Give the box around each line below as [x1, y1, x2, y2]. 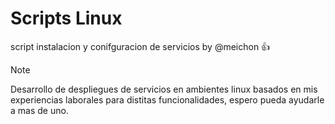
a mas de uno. [10, 104, 69, 116]
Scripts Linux [10, 7, 123, 30]
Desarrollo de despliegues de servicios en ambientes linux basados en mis [10, 83, 318, 95]
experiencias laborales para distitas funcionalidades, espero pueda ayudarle [10, 93, 325, 106]
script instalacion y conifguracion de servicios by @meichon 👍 [10, 40, 271, 52]
